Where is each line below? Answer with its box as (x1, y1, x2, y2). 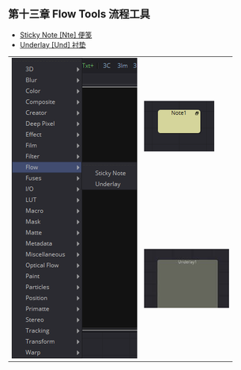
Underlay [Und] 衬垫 (19, 40, 86, 49)
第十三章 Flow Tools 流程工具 (8, 7, 150, 21)
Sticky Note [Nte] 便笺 (19, 30, 92, 40)
